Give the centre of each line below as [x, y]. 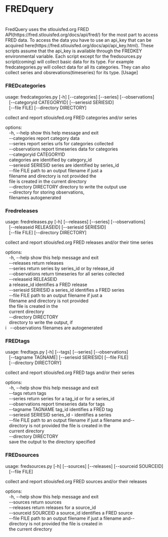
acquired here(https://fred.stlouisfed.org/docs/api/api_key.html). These [79, 46]
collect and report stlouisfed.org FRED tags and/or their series [70, 373]
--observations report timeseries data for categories [63, 149]
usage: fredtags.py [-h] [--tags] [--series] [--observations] [67, 352]
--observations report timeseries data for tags [57, 404]
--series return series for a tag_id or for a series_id [62, 399]
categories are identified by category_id [50, 160]
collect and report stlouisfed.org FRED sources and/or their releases [76, 481]
